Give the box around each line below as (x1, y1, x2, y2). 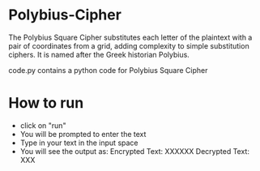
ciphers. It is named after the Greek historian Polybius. (8, 49, 190, 59)
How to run (8, 94, 84, 113)
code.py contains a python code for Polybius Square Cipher (8, 65, 208, 75)
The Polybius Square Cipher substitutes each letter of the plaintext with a (8, 32, 253, 42)
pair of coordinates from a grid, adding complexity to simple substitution (8, 41, 249, 50)
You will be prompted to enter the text (19, 129, 147, 139)
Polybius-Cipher (8, 6, 121, 24)
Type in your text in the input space (19, 138, 139, 147)
